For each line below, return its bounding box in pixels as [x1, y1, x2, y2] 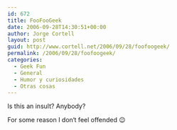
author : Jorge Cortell [7, 30, 75, 37]
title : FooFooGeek [7, 17, 62, 24]
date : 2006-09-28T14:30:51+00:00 [7, 23, 107, 30]
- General [14, 69, 43, 76]
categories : [7, 57, 43, 64]
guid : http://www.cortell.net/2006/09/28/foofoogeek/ [7, 43, 171, 50]
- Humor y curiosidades [14, 76, 84, 83]
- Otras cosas [14, 83, 55, 90]
